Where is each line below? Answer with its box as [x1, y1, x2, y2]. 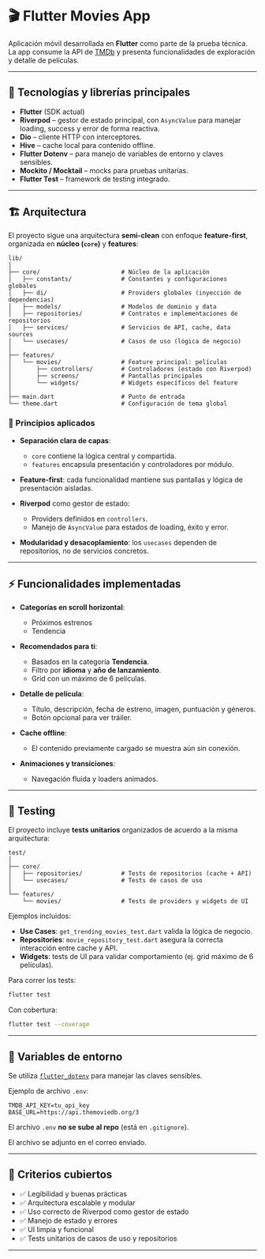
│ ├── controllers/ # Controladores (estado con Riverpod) [8, 365, 252, 373]
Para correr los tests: [8, 976, 77, 985]
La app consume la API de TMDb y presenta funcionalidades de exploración [8, 47, 256, 56]
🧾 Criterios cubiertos [8, 1168, 113, 1181]
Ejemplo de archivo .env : [8, 1086, 89, 1096]
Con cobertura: [8, 1005, 58, 1014]
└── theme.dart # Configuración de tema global [8, 400, 227, 408]
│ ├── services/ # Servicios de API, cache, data [8, 323, 231, 332]
